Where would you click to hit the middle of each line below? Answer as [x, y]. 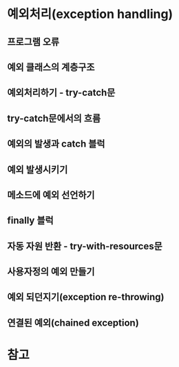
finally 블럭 [30, 221]
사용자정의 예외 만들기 [51, 272]
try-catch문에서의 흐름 [54, 118]
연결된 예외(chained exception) [73, 323]
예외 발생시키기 [38, 169]
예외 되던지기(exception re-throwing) [86, 297]
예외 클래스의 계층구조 [51, 67]
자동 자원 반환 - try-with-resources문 [85, 246]
